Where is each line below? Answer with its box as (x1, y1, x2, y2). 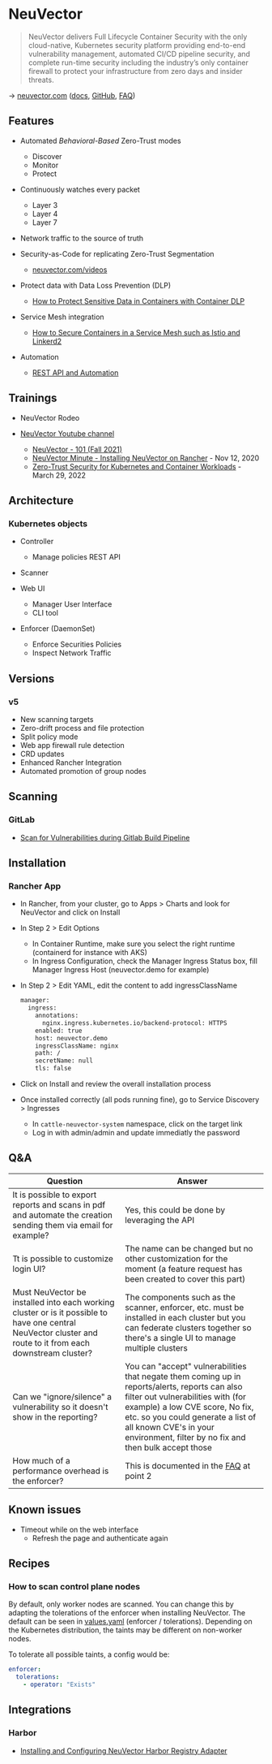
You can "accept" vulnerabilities (125, 1360, 247, 1372)
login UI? (12, 1263, 46, 1274)
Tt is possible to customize (12, 1252, 113, 1264)
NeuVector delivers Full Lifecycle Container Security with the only (28, 32, 248, 41)
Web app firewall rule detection (19, 740, 125, 750)
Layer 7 (32, 217, 58, 227)
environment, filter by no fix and (125, 1431, 246, 1442)
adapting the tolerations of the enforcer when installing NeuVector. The (8, 1608, 245, 1618)
